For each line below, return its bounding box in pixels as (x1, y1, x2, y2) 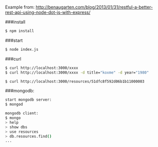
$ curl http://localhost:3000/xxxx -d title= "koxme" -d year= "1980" (5, 70, 149, 75)
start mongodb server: (5, 97, 52, 103)
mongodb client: (5, 111, 39, 116)
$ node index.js (5, 47, 39, 52)
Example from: (5, 4, 35, 10)
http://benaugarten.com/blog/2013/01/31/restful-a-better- (36, 4, 153, 10)
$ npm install (5, 29, 35, 34)
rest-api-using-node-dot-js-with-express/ (5, 9, 90, 15)
